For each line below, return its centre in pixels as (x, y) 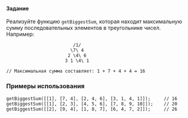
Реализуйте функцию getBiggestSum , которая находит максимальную (94, 21)
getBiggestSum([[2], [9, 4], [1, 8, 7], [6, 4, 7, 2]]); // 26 (92, 109)
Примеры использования (45, 86)
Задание (18, 8)
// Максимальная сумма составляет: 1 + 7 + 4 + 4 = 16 (76, 72)
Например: (20, 34)
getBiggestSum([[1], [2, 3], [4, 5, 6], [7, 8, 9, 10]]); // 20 (92, 104)
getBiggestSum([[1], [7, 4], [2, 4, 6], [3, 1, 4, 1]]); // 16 (92, 98)
